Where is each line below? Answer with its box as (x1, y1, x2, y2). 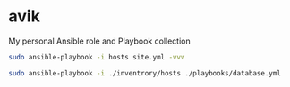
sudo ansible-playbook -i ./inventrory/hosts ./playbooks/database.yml (8, 68, 281, 77)
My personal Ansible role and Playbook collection (8, 36, 191, 46)
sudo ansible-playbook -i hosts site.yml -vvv (8, 52, 185, 61)
